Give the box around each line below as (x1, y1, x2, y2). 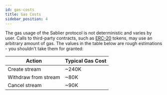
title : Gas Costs (5, 12, 41, 17)
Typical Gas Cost (65, 57, 107, 64)
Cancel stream (7, 82, 42, 89)
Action (25, 57, 42, 64)
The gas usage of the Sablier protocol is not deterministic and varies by (5, 30, 152, 36)
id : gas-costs (5, 7, 35, 12)
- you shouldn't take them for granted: (5, 46, 84, 52)
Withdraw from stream (7, 74, 61, 81)
